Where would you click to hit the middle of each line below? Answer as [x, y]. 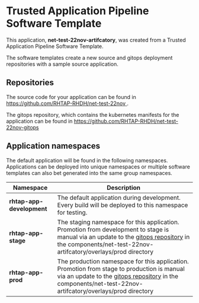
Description [123, 187]
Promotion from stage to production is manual [121, 269]
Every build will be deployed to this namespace [123, 205]
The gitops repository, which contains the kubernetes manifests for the [93, 114]
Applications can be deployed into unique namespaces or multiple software [98, 167]
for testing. [72, 212]
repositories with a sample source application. [62, 64]
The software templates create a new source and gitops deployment [89, 58]
